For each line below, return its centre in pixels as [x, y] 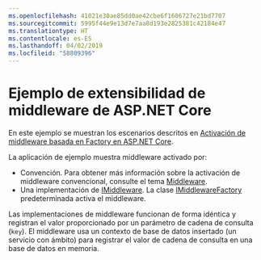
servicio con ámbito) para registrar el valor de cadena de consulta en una [130, 240]
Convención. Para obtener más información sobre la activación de [130, 172]
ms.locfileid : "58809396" [52, 53]
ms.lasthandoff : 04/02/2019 [56, 46]
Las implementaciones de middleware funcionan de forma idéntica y [122, 214]
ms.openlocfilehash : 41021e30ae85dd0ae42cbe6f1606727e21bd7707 [117, 16]
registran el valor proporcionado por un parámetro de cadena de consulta [131, 222]
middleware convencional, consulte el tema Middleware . [114, 181]
